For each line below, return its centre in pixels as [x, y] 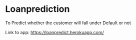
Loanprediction [37, 9]
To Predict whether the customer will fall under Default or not [68, 23]
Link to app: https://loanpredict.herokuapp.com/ [54, 32]
